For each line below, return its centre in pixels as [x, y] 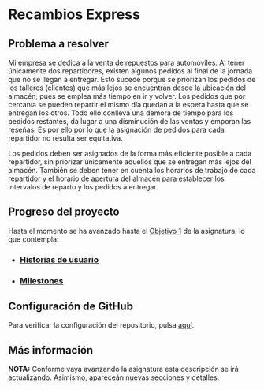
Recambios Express [74, 15]
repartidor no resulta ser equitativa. [66, 138]
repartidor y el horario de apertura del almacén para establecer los [116, 178]
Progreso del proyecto [64, 212]
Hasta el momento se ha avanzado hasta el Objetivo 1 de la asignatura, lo [127, 231]
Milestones [41, 280]
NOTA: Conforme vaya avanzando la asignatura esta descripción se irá [123, 369]
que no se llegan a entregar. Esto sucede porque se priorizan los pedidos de [132, 79]
